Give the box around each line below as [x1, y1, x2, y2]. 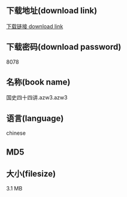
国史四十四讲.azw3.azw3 [6, 94, 68, 101]
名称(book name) [6, 77, 71, 87]
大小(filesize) [6, 169, 56, 179]
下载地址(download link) [6, 5, 98, 16]
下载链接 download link [6, 23, 63, 30]
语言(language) [6, 113, 64, 123]
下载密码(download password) [6, 42, 122, 52]
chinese [6, 129, 26, 137]
